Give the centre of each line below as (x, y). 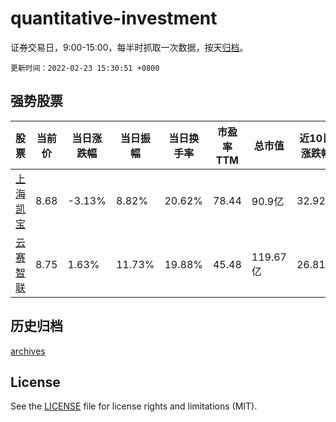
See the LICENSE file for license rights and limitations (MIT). (134, 406)
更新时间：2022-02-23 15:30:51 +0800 (85, 68)
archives (28, 351)
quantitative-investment (114, 18)
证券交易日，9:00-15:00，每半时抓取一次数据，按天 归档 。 (129, 47)
